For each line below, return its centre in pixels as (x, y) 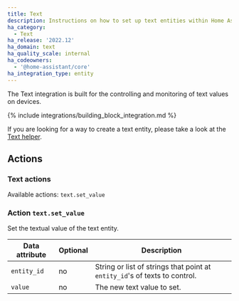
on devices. (24, 101)
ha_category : (27, 27)
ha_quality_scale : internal (49, 54)
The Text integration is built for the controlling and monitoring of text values (118, 94)
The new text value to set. (138, 287)
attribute (32, 255)
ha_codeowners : (30, 60)
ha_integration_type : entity (51, 73)
